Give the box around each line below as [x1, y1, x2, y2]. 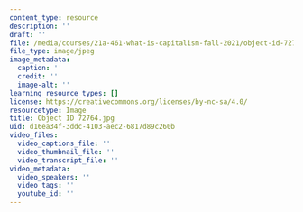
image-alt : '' [17, 80, 70, 89]
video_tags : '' [17, 181, 75, 190]
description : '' [9, 22, 70, 31]
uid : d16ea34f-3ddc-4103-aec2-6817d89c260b [9, 123, 176, 132]
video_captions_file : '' [17, 139, 111, 148]
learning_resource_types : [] [9, 88, 119, 97]
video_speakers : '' [17, 172, 91, 181]
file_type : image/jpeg [9, 47, 95, 56]
